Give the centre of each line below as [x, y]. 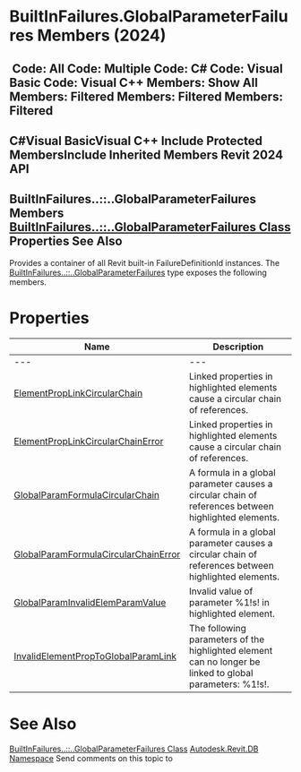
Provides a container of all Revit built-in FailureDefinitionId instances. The [145, 262]
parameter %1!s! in [230, 602]
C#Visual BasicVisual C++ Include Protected [136, 141]
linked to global [221, 673]
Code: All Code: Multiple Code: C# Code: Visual [148, 69]
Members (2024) [102, 35]
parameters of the [227, 639]
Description [238, 347]
